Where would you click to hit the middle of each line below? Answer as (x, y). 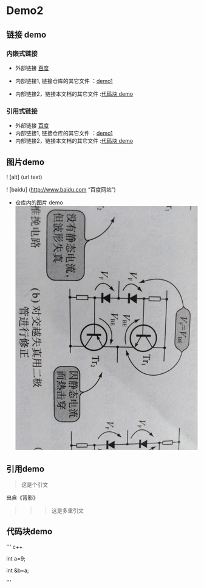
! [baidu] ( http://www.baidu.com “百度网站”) (61, 189)
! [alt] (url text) (24, 177)
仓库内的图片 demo (39, 203)
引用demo (25, 469)
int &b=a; (18, 570)
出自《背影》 (22, 498)
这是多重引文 (67, 511)
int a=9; (16, 558)
